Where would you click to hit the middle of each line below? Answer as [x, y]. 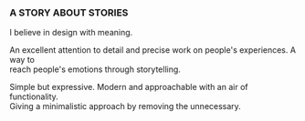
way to [22, 60]
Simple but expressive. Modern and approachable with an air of [129, 87]
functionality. [34, 96]
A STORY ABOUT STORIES [69, 13]
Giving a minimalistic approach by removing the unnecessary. [126, 106]
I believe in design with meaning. [71, 33]
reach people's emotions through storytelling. [95, 69]
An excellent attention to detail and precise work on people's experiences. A [153, 50]
